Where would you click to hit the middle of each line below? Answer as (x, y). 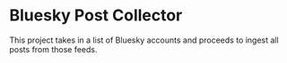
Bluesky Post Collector (96, 16)
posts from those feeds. (53, 49)
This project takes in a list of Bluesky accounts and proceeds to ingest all (144, 40)
